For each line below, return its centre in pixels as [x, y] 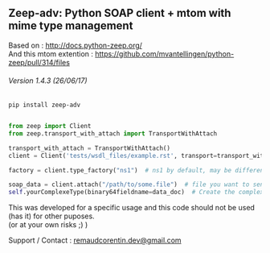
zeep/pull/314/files [39, 62]
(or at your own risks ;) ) [48, 225]
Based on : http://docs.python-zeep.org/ [76, 45]
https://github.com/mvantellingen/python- [165, 54]
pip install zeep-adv [45, 105]
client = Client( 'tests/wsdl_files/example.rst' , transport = [113, 156]
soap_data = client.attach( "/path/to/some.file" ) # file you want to [129, 185]
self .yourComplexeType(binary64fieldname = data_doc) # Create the [122, 193]
